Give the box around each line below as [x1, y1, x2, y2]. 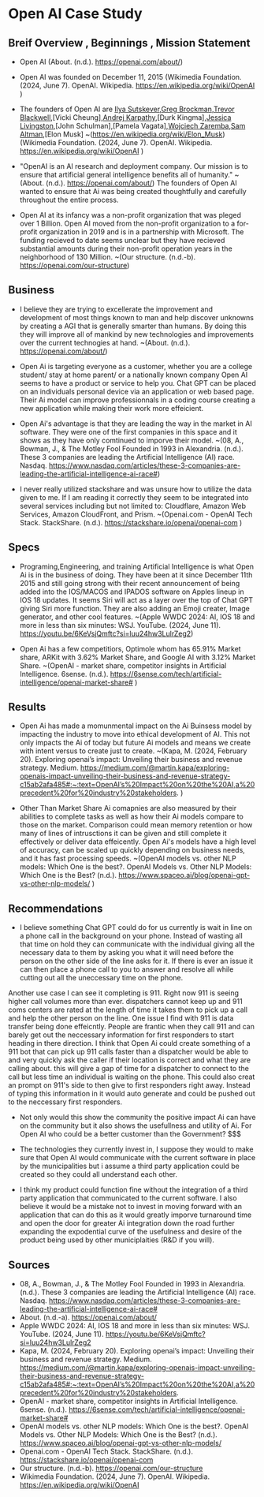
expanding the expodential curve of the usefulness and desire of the [19, 1227, 243, 1237]
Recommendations [8, 902, 103, 915]
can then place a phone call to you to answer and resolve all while [19, 965, 234, 974]
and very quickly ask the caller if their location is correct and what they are [8, 1055, 251, 1065]
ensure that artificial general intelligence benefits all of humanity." [19, 170, 233, 179]
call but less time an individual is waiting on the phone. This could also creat [8, 1072, 255, 1081]
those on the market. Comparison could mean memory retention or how [19, 820, 253, 830]
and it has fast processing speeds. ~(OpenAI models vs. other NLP [19, 853, 236, 864]
